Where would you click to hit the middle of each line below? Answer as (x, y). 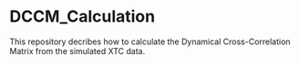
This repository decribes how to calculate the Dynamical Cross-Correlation (150, 41)
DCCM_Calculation (82, 17)
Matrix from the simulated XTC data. (77, 50)
